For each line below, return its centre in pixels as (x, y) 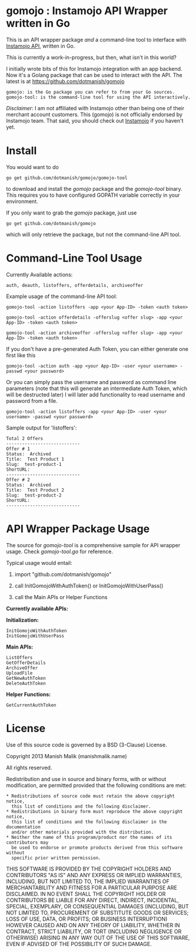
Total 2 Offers (25, 438)
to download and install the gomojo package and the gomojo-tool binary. (94, 189)
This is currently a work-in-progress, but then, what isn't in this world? (91, 57)
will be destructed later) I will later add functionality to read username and (96, 394)
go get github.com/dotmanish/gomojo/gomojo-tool (67, 178)
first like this (21, 355)
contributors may (27, 842)
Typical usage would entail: (39, 563)
